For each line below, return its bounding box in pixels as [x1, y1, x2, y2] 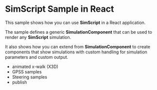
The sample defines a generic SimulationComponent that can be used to [5, 29, 152, 35]
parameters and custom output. [5, 54, 69, 60]
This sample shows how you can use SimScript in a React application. [5, 20, 146, 25]
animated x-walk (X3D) [12, 64, 58, 69]
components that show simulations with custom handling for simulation [5, 49, 147, 55]
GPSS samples [12, 68, 42, 74]
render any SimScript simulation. [5, 34, 71, 40]
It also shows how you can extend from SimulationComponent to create [5, 44, 151, 49]
